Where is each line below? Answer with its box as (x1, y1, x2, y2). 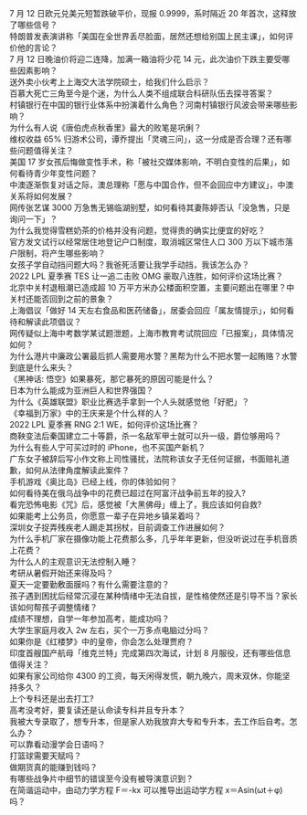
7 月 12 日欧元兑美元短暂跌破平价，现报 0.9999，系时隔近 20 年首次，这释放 (9, 8, 297, 18)
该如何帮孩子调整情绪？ (9, 602, 98, 612)
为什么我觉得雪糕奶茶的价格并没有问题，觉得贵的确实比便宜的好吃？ (9, 225, 266, 236)
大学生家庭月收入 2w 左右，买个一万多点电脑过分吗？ (9, 625, 210, 635)
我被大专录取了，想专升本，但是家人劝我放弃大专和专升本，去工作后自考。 (9, 716, 290, 726)
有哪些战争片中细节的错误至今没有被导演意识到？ (9, 773, 194, 784)
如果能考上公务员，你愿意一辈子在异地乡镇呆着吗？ (9, 511, 202, 521)
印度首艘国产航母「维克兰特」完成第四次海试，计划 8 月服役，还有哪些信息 (9, 648, 291, 658)
